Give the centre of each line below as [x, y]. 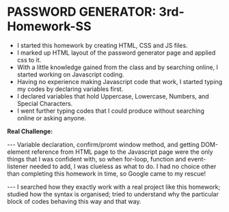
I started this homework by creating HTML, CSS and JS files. [102, 45]
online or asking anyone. [52, 118]
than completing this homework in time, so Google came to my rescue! [107, 173]
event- [197, 159]
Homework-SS [49, 26]
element [18, 152]
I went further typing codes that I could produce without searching [111, 111]
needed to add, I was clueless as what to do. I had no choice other [123, 166]
